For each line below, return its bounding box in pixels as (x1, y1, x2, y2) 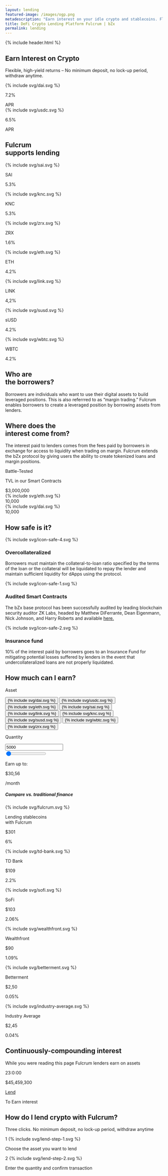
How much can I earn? (5, 674, 76, 682)
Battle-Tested (5, 468, 33, 474)
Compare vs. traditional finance (5, 792, 73, 798)
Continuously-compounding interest (5, 1047, 121, 1055)
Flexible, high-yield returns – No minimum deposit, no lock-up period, (5, 67, 148, 73)
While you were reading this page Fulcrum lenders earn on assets (5, 1060, 140, 1066)
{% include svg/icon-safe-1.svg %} (5, 581, 77, 587)
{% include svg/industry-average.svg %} (5, 1003, 89, 1009)
